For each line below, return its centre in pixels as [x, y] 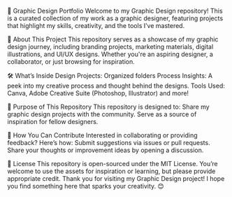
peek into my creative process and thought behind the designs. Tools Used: [116, 86]
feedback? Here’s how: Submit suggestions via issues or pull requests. [109, 143]
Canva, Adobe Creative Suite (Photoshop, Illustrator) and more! [98, 93]
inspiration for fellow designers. [53, 122]
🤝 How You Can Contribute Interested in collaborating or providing [102, 135]
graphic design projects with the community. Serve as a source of [102, 114]
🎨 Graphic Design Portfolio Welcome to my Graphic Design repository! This [115, 11]
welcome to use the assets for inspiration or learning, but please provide [111, 171]
